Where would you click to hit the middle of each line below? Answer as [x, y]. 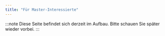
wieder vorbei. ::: [22, 29]
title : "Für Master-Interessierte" [42, 10]
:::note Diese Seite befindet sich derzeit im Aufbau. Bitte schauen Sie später [82, 24]
